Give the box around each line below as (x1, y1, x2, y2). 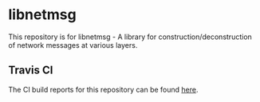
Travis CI (8, 64, 53, 77)
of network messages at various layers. (8, 40, 138, 49)
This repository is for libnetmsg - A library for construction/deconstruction (8, 32, 253, 41)
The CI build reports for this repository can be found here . (8, 84, 199, 94)
